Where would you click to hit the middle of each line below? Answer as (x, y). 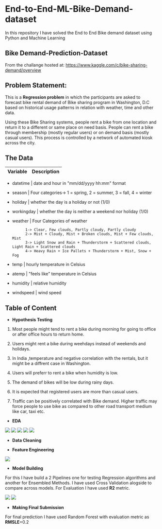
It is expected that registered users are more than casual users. (75, 392)
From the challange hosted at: (35, 65)
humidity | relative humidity (39, 283)
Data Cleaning (27, 441)
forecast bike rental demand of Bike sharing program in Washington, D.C (77, 102)
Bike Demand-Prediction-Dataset (56, 53)
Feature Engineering (33, 450)
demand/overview (23, 70)
